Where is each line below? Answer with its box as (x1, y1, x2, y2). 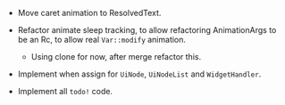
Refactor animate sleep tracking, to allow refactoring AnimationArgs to (17, 25, 277, 35)
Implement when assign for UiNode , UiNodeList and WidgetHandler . (17, 69, 262, 79)
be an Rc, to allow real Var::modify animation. (17, 35, 186, 44)
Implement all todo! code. (17, 86, 113, 96)
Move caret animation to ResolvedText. (17, 8, 162, 18)
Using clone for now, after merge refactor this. (30, 52, 202, 61)
